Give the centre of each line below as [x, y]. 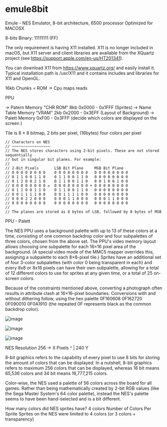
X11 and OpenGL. [23, 78]
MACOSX [15, 28]
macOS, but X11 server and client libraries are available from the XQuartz [80, 53]
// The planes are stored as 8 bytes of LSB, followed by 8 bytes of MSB [83, 212]
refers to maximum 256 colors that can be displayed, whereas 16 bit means [82, 368]
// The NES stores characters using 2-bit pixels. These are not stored [82, 150]
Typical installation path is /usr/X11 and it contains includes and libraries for [82, 73]
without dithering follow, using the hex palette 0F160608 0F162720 [74, 298]
